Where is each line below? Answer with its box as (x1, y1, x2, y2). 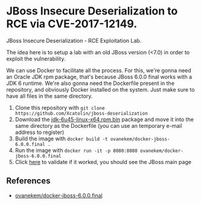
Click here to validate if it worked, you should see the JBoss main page (14, 158, 192, 165)
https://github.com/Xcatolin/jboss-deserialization (14, 110, 148, 116)
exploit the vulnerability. (6, 55, 66, 62)
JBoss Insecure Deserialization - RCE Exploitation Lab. (6, 37, 142, 44)
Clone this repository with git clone (14, 104, 105, 111)
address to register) (14, 128, 65, 136)
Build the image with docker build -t (14, 134, 108, 142)
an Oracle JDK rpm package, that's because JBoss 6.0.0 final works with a (6, 73, 192, 80)
